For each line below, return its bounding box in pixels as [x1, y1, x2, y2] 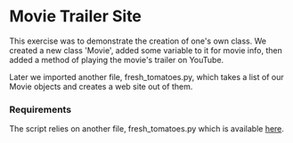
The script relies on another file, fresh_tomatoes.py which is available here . [9, 123, 285, 134]
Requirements [9, 103, 72, 115]
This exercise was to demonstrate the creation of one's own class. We [9, 36, 267, 46]
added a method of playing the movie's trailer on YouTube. [9, 54, 224, 65]
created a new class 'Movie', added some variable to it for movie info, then [9, 44, 282, 55]
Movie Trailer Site [9, 6, 142, 27]
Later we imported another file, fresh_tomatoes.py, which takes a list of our [9, 71, 284, 82]
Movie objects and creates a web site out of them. [9, 81, 193, 91]
